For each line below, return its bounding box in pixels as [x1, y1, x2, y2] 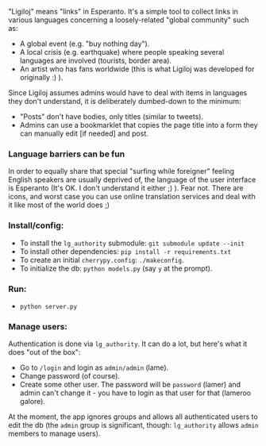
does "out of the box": [8, 348, 81, 357]
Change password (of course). [19, 371, 121, 381]
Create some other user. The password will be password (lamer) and [19, 380, 241, 390]
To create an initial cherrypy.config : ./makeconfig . [19, 255, 184, 264]
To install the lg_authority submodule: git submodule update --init [19, 238, 245, 248]
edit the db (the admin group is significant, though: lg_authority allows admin [8, 421, 260, 430]
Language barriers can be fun [8, 148, 125, 160]
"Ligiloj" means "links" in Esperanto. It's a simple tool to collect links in [8, 7, 238, 16]
